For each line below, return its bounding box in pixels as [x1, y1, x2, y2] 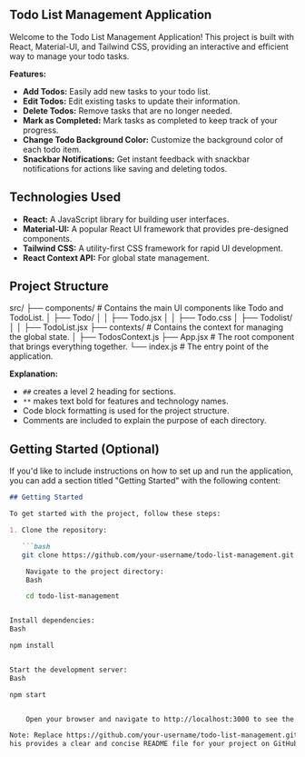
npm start [9, 690, 47, 699]
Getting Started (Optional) [9, 441, 161, 457]
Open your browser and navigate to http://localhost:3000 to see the [25, 714, 295, 723]
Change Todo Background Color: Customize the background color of [22, 134, 284, 144]
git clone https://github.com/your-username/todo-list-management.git [21, 550, 295, 560]
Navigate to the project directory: [25, 567, 165, 576]
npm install [9, 641, 54, 650]
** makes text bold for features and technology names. [22, 395, 229, 407]
